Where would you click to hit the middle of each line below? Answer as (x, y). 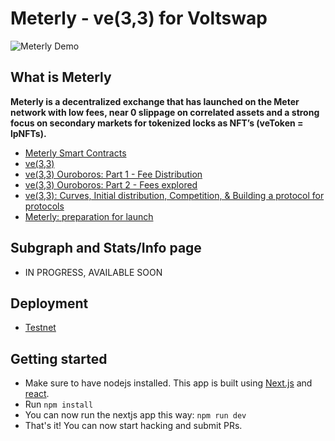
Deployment (49, 303)
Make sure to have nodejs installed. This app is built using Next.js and (168, 383)
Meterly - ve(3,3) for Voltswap (139, 18)
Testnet (40, 328)
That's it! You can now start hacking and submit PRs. (133, 426)
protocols (44, 206)
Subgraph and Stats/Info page (106, 248)
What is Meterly (61, 77)
